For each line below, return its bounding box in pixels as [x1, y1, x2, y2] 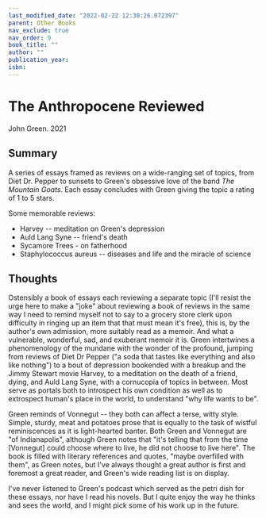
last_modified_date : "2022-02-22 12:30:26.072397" [8, 11, 179, 20]
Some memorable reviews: [8, 208, 95, 218]
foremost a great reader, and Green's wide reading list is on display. [8, 469, 230, 478]
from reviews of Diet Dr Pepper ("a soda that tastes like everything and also [8, 352, 256, 362]
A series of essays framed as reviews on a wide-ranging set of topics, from [8, 167, 255, 177]
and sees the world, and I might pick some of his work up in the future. [8, 501, 240, 510]
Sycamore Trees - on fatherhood [19, 240, 128, 250]
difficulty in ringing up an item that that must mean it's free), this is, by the [8, 318, 250, 328]
